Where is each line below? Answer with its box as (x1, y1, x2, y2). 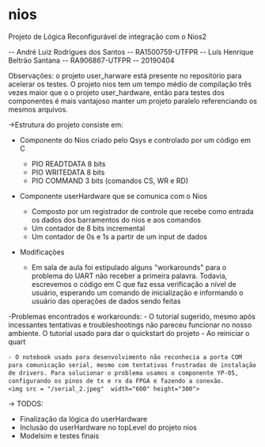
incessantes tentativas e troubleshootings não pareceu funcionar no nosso (8, 319, 252, 330)
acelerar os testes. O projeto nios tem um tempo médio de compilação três (8, 79, 252, 89)
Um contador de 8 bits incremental (31, 223, 146, 233)
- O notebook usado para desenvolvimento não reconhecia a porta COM (8, 353, 243, 361)
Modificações (19, 247, 65, 257)
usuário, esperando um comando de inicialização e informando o (31, 288, 244, 297)
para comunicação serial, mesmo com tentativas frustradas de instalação (8, 361, 257, 369)
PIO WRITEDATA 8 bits (31, 167, 105, 177)
